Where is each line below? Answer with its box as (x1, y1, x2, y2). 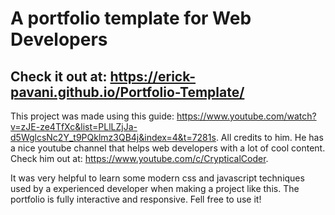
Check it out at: (10, 68, 108, 85)
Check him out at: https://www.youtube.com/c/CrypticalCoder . (10, 153, 269, 164)
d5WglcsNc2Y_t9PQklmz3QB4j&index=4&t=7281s (10, 132, 217, 143)
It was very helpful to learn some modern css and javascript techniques (10, 172, 305, 184)
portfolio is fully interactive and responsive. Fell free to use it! (10, 193, 262, 205)
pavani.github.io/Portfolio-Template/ (10, 83, 245, 101)
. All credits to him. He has (215, 132, 324, 143)
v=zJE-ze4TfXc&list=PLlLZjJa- (10, 121, 138, 132)
